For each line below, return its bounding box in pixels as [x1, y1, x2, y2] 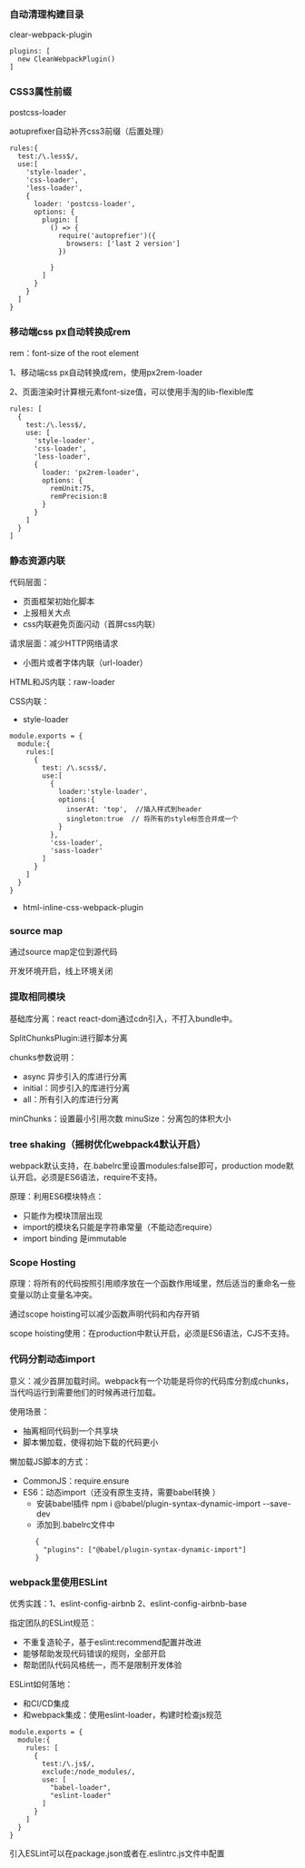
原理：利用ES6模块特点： [9, 1191, 104, 1202]
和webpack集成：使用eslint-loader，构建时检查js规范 [22, 1709, 222, 1720]
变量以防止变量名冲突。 [9, 1289, 97, 1300]
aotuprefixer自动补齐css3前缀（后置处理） [9, 125, 169, 136]
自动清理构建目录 [9, 7, 84, 20]
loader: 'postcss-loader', [33, 199, 136, 208]
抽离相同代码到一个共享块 [22, 1425, 119, 1436]
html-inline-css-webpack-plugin [22, 902, 143, 913]
